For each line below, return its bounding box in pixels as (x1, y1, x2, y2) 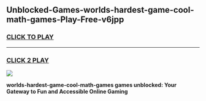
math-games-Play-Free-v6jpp (6, 15, 124, 25)
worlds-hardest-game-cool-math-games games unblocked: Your (6, 81, 177, 88)
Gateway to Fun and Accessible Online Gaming (6, 88, 128, 95)
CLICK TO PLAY (6, 33, 54, 42)
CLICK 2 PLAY (6, 56, 49, 64)
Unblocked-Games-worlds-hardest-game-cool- (6, 5, 194, 15)
